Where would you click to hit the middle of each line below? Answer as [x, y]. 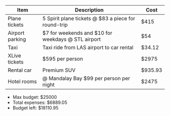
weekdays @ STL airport [72, 39]
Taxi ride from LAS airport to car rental [88, 47]
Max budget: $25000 [35, 97]
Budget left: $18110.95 [36, 108]
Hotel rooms [22, 81]
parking [17, 39]
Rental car [20, 70]
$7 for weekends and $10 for [77, 33]
